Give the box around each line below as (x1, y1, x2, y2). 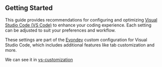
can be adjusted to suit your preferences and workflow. (5, 27, 116, 33)
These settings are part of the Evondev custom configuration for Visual (5, 37, 147, 43)
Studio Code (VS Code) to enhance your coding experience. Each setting (5, 22, 152, 28)
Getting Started (5, 4, 53, 12)
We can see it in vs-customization (5, 56, 73, 63)
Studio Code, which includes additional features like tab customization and (5, 42, 155, 48)
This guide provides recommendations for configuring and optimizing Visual (5, 17, 158, 22)
